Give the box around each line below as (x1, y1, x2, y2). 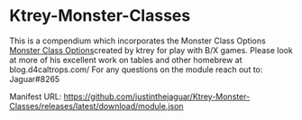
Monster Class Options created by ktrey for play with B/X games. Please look (9, 44, 293, 55)
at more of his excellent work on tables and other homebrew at (9, 54, 243, 65)
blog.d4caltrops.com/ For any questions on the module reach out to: (9, 64, 263, 75)
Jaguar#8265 (9, 73, 60, 84)
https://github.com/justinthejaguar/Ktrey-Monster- (63, 91, 251, 102)
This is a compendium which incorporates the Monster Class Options (9, 35, 266, 46)
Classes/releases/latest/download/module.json (9, 100, 184, 111)
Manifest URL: (9, 91, 62, 102)
